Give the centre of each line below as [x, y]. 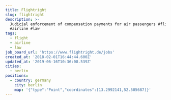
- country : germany [31, 80]
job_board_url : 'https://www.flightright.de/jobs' [60, 52]
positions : [17, 76]
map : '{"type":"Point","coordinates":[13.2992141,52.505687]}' [83, 90]
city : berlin [28, 85]
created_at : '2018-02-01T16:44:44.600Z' [49, 57]
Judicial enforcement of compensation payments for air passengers [83, 24]
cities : [13, 66]
